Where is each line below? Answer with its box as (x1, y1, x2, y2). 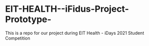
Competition (5, 35, 31, 41)
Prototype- (5, 14, 52, 25)
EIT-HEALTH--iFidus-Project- (5, 3, 129, 15)
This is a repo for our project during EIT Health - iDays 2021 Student (5, 30, 145, 36)
